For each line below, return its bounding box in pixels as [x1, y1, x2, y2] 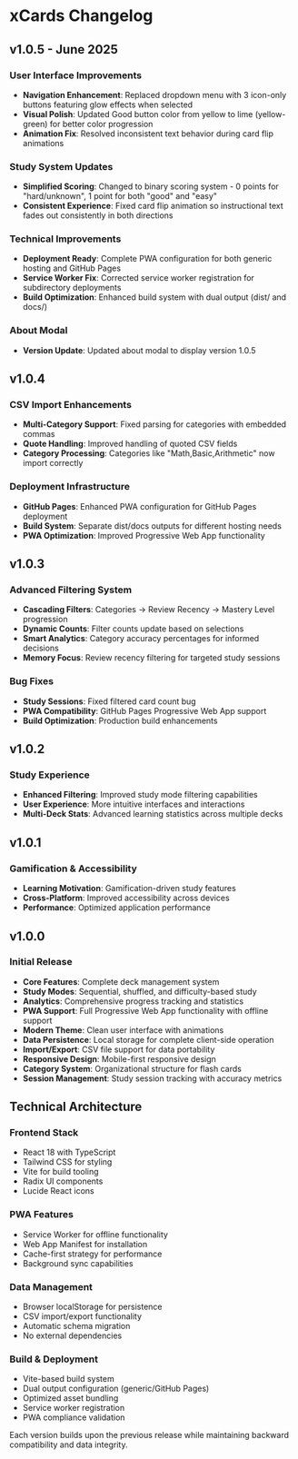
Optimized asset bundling [22, 1393, 119, 1404]
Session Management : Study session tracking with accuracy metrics [22, 1073, 283, 1084]
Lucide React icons [22, 1186, 94, 1196]
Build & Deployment [9, 1353, 98, 1365]
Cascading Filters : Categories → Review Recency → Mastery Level [22, 604, 275, 615]
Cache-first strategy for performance [22, 1248, 163, 1259]
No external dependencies [22, 1330, 123, 1341]
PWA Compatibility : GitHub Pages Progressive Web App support [22, 705, 267, 716]
